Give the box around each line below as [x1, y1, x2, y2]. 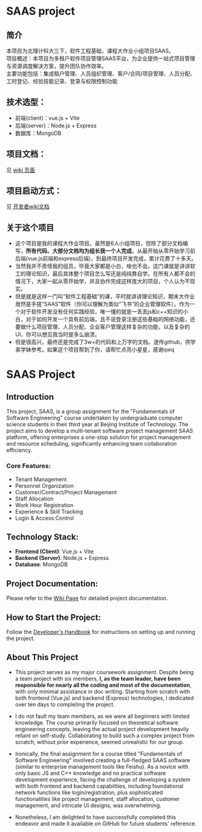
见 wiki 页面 [6, 166, 35, 174]
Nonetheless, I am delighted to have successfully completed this [15, 813, 177, 820]
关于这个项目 [6, 222, 54, 233]
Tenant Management [15, 476, 67, 483]
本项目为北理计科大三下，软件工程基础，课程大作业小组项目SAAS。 [6, 47, 174, 54]
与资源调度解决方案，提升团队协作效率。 [6, 63, 107, 69]
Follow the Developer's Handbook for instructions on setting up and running [6, 628, 195, 635]
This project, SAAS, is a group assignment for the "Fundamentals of [6, 408, 175, 415]
